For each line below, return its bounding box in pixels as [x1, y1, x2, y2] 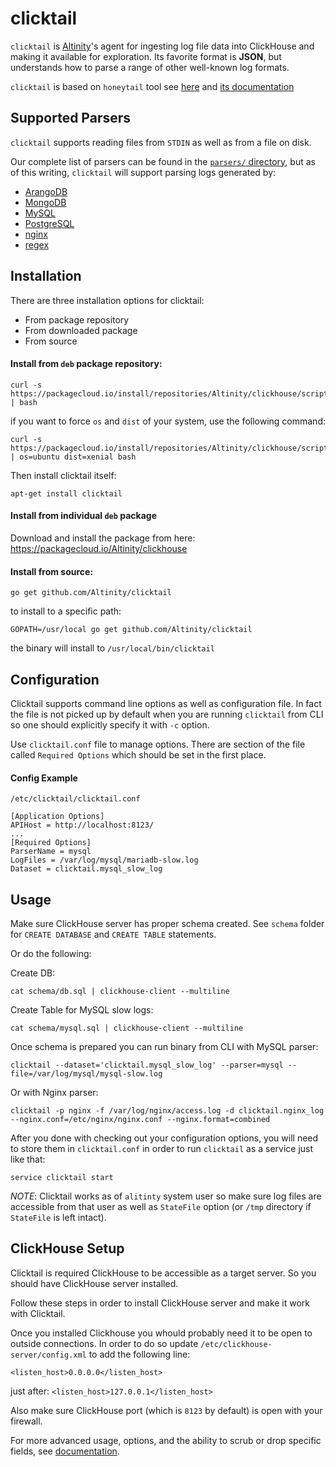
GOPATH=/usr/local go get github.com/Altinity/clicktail [10, 625, 253, 635]
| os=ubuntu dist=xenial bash [10, 452, 137, 462]
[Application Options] [10, 812, 105, 822]
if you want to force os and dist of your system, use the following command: [10, 415, 326, 427]
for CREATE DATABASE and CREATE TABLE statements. [10, 928, 217, 940]
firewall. [10, 1415, 43, 1427]
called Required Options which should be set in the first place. [10, 748, 267, 761]
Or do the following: [10, 948, 92, 959]
